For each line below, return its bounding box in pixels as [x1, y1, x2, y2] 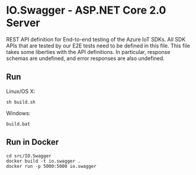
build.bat [6, 121, 31, 127]
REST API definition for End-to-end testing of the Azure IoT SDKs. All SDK [6, 36, 186, 43]
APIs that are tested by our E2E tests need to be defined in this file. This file [6, 42, 191, 49]
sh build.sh [6, 99, 36, 105]
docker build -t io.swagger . [6, 158, 81, 164]
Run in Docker [6, 137, 59, 147]
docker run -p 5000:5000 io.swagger [6, 163, 97, 169]
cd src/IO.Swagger [6, 152, 52, 159]
